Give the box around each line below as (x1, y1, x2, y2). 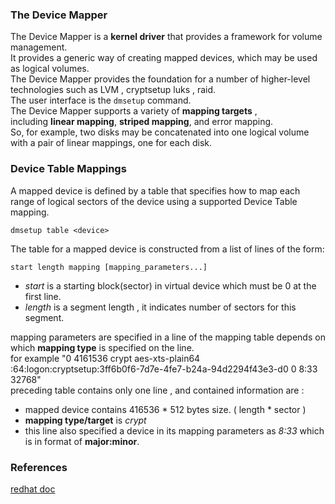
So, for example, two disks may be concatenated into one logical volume (10, 126, 310, 138)
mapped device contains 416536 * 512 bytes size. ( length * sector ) (24, 403, 307, 415)
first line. (24, 290, 62, 302)
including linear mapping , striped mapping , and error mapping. (10, 116, 274, 128)
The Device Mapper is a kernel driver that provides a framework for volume (10, 31, 323, 43)
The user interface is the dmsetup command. (10, 94, 192, 107)
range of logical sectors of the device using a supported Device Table (10, 195, 298, 207)
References (10, 460, 68, 474)
